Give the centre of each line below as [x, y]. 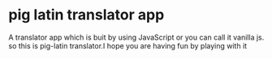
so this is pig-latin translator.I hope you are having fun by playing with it [128, 45]
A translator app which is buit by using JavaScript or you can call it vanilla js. [136, 37]
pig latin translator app [86, 15]
